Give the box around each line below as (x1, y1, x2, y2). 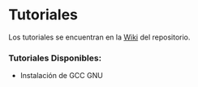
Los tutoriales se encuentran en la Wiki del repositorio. (8, 32, 191, 42)
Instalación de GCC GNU (19, 71, 103, 81)
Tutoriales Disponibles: (8, 52, 102, 64)
